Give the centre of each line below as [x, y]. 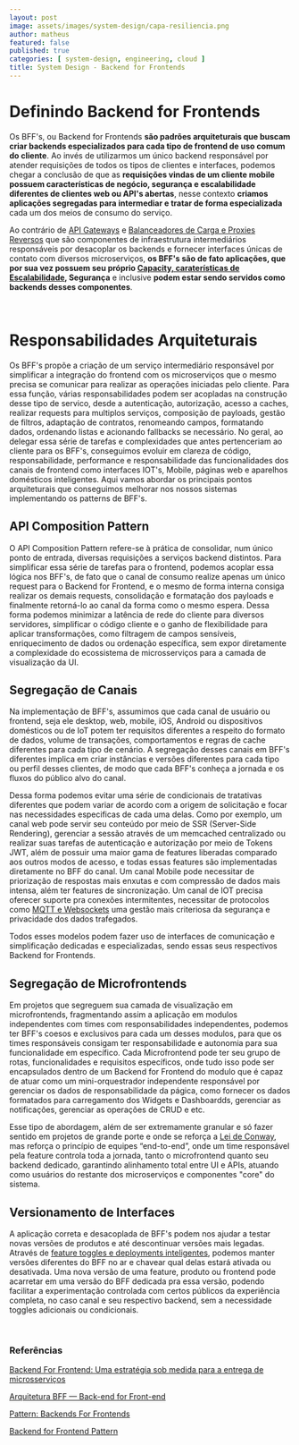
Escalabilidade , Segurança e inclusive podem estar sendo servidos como [147, 277]
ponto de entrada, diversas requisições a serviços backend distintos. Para [145, 557]
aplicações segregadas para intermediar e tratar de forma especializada [146, 203]
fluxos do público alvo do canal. [68, 778]
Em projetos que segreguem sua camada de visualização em [121, 1005]
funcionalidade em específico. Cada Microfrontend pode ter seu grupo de [145, 1053]
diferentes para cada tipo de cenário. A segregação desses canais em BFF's [149, 750]
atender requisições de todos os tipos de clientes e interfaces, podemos [142, 165]
